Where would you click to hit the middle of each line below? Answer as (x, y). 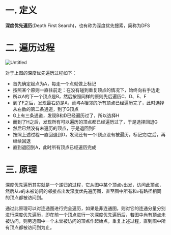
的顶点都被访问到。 (25, 197)
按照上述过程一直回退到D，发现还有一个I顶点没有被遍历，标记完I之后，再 (89, 134)
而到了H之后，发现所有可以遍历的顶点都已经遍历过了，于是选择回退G (85, 122)
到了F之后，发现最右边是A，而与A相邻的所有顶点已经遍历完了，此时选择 (88, 103)
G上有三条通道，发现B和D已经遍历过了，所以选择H (66, 115)
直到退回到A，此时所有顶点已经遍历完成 (54, 147)
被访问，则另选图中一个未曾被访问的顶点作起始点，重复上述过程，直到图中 (83, 221)
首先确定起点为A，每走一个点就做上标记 (54, 83)
